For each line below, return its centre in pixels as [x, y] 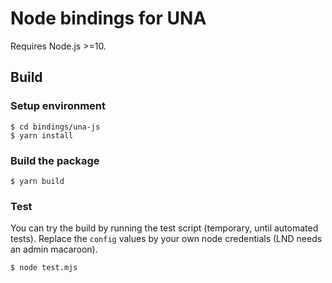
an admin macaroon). [54, 249]
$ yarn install [42, 135]
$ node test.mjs [44, 268]
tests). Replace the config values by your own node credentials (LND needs [166, 239]
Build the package [55, 160]
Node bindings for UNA [108, 18]
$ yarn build [37, 181]
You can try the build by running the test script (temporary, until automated [164, 228]
